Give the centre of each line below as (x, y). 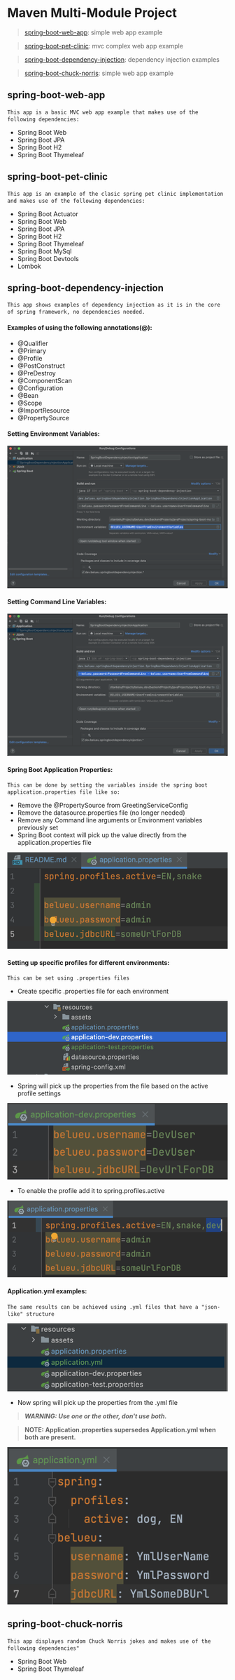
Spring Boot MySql (44, 251)
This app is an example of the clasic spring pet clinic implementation (115, 194)
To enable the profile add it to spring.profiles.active (91, 1191)
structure (40, 1314)
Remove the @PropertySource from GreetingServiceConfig (102, 806)
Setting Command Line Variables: (57, 602)
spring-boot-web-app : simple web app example (93, 32)
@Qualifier (33, 343)
